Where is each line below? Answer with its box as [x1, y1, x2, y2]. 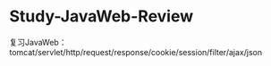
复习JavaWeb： [9, 37, 67, 47]
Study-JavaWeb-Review [9, 6, 194, 27]
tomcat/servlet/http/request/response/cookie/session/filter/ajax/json [9, 46, 262, 57]
